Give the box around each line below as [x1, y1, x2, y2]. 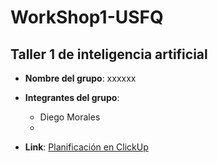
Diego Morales [39, 111, 101, 123]
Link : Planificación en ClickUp [24, 141, 149, 153]
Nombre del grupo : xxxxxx [24, 72, 137, 84]
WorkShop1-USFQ [10, 6, 164, 29]
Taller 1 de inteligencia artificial [10, 46, 208, 63]
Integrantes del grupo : [24, 92, 120, 103]
